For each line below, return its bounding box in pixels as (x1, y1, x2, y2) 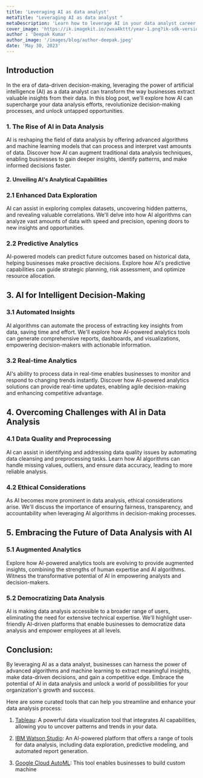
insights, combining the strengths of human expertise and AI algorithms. (6, 566, 186, 573)
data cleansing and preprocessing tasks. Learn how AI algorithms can (6, 455, 180, 462)
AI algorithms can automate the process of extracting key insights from (6, 322, 183, 329)
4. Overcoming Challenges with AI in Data (6, 407, 166, 418)
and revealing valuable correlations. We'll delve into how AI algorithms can (6, 211, 192, 218)
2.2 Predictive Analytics (6, 239, 79, 248)
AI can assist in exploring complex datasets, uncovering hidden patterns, (6, 205, 188, 212)
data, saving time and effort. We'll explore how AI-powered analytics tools (6, 328, 190, 336)
